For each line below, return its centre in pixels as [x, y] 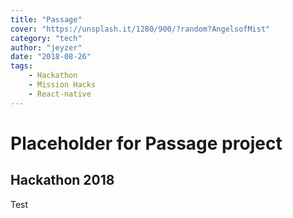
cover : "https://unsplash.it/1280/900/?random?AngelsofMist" [140, 29]
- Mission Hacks [62, 85]
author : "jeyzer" [46, 47]
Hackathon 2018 [62, 180]
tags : [21, 66]
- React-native [60, 94]
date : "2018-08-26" [51, 57]
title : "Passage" [46, 19]
